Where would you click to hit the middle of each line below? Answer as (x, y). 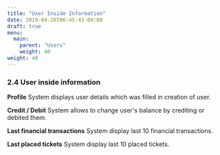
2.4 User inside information (54, 82)
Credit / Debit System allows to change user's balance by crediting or (106, 110)
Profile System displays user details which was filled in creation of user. (109, 97)
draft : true (24, 26)
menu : (15, 33)
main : (21, 39)
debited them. (27, 118)
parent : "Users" (43, 45)
